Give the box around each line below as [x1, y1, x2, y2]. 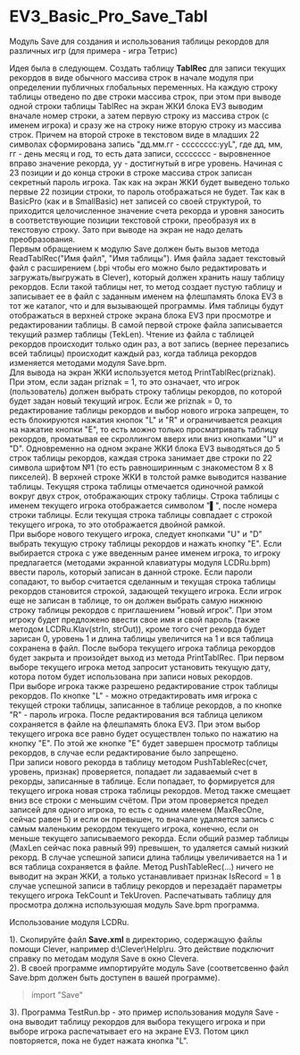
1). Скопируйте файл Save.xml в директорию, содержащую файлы [9, 933, 262, 945]
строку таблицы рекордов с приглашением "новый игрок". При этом [9, 604, 272, 615]
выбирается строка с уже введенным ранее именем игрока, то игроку [9, 548, 281, 558]
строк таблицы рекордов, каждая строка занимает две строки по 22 [9, 452, 272, 463]
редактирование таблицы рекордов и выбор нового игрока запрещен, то [9, 404, 289, 415]
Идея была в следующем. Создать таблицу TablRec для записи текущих [9, 63, 287, 73]
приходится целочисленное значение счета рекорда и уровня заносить [9, 205, 285, 216]
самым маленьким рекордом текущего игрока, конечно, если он [9, 823, 259, 834]
